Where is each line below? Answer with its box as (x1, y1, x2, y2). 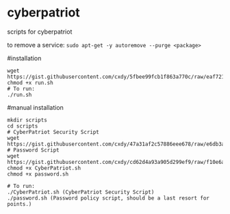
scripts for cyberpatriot (7, 27, 73, 36)
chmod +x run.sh (7, 79, 53, 86)
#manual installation (7, 103, 64, 111)
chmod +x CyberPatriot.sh (7, 165, 81, 171)
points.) (7, 200, 32, 207)
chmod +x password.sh (7, 170, 69, 178)
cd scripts (7, 122, 38, 130)
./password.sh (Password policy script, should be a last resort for (7, 194, 210, 202)
